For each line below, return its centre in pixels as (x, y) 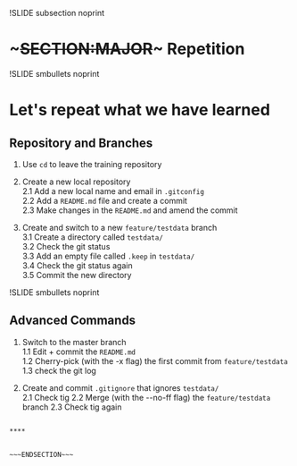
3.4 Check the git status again (77, 265)
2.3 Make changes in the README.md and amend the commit (130, 210)
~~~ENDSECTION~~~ (41, 454)
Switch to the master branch (74, 342)
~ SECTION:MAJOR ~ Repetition (127, 49)
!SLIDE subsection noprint (57, 13)
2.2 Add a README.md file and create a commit (104, 200)
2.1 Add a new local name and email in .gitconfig (113, 191)
